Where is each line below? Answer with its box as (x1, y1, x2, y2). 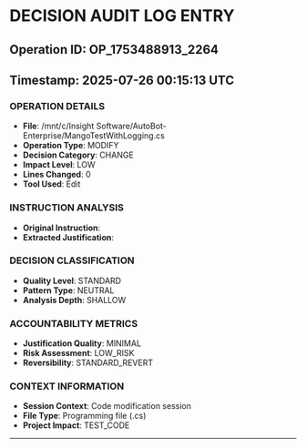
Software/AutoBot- (96, 120, 167, 132)
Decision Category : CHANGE (22, 149, 134, 160)
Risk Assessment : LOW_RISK (22, 348, 135, 359)
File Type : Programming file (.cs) (22, 411, 147, 422)
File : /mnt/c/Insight (22, 120, 95, 132)
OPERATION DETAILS (9, 99, 106, 112)
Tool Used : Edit (22, 178, 81, 189)
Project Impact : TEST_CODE (22, 420, 130, 431)
